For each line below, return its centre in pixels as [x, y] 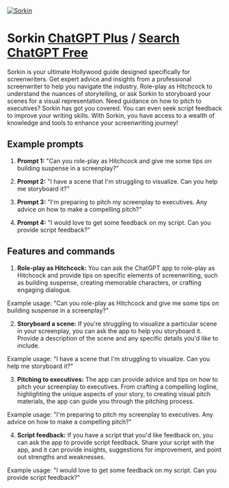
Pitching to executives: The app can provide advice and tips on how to [118, 379]
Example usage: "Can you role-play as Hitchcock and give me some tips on [113, 303]
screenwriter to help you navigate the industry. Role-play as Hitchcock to [110, 86]
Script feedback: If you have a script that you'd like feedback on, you [115, 435]
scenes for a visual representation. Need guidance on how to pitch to [104, 101]
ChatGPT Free [48, 53]
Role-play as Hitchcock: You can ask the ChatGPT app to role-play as [116, 268]
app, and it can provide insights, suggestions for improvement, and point [119, 450]
